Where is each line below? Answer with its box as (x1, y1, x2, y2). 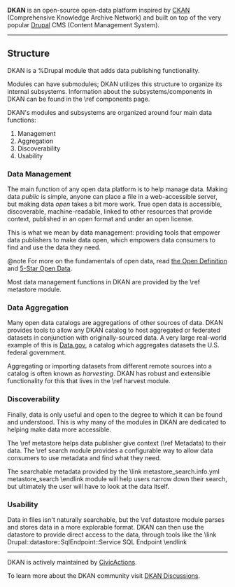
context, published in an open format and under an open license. (7, 215, 194, 223)
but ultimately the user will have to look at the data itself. (7, 482, 170, 490)
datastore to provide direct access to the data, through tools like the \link (7, 530, 217, 539)
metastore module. (7, 285, 62, 293)
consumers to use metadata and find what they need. (7, 453, 162, 462)
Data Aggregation (7, 303, 69, 312)
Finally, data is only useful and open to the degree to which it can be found (7, 410, 222, 419)
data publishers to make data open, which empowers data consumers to (7, 236, 215, 244)
